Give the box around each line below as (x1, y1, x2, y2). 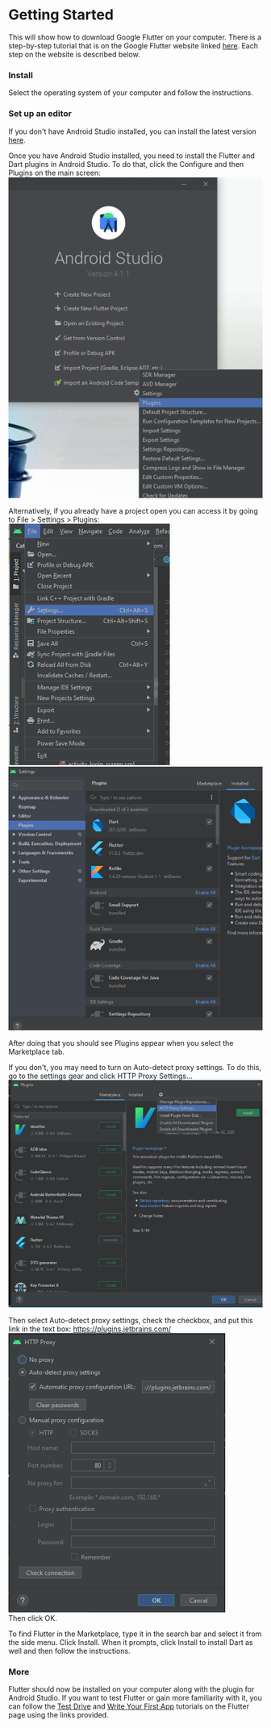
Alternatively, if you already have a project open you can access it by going (8, 506, 258, 516)
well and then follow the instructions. (8, 1646, 131, 1655)
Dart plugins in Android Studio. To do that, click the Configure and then (8, 159, 244, 169)
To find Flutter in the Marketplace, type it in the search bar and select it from (8, 1629, 262, 1638)
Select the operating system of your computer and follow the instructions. (8, 88, 254, 98)
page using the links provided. (8, 1710, 109, 1720)
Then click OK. (8, 1613, 58, 1622)
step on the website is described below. (8, 49, 140, 59)
